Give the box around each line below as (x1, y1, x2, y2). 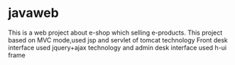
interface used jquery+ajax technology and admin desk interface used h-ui (8, 43, 226, 52)
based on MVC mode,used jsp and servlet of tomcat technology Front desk (8, 35, 228, 44)
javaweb (8, 5, 59, 21)
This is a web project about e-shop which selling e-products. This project (8, 28, 223, 37)
